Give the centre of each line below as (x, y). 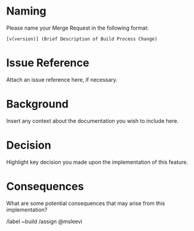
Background (37, 104)
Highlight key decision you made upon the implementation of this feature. (97, 162)
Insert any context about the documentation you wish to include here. (92, 121)
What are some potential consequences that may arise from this (86, 203)
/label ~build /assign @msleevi (44, 221)
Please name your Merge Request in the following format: (78, 28)
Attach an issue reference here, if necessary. (62, 79)
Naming (26, 11)
